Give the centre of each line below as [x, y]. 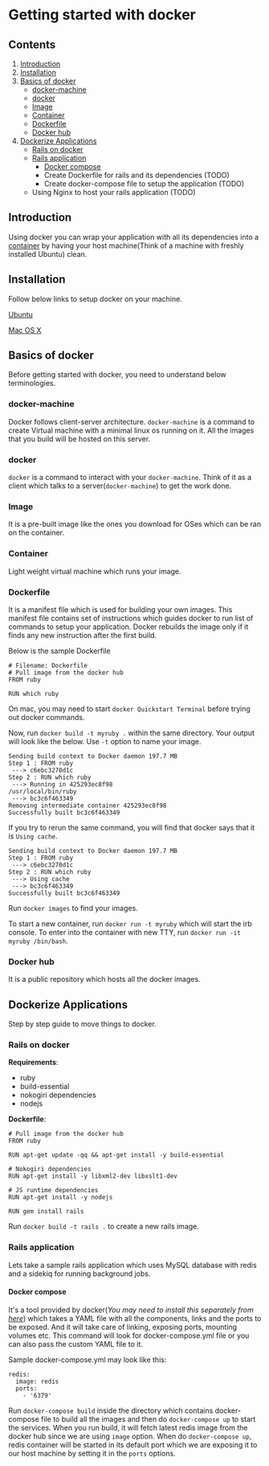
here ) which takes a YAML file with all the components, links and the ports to [135, 1318]
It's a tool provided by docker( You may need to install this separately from [131, 1310]
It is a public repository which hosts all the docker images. [104, 979]
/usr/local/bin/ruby [43, 791]
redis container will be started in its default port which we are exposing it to [133, 1444]
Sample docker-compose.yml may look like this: [88, 1360]
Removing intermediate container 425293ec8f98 [88, 805]
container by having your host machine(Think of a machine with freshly [126, 245]
